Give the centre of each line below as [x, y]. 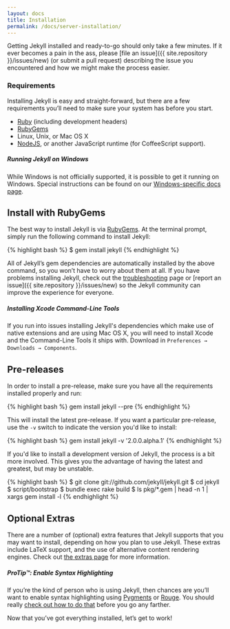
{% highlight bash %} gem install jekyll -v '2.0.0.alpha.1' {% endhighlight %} [115, 441]
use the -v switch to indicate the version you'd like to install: [92, 427]
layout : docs [26, 13]
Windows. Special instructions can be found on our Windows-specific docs [114, 184]
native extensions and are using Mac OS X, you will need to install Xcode [110, 333]
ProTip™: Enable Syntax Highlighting [60, 573]
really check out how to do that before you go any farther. [89, 605]
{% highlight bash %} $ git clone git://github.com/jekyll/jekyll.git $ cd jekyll [113, 482]
